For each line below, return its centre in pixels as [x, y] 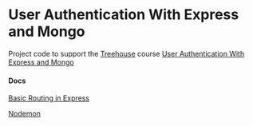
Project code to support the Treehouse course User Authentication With [126, 53]
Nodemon [25, 114]
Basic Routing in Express [49, 98]
